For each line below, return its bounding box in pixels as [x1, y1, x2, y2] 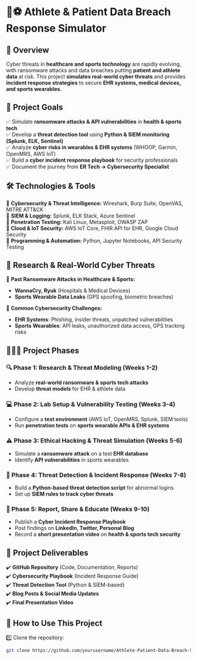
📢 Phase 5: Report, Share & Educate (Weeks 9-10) [6, 505, 150, 513]
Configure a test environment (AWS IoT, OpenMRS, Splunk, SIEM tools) [14, 416, 188, 423]
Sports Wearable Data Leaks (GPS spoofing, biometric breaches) [14, 293, 174, 300]
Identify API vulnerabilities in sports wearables [14, 456, 129, 463]
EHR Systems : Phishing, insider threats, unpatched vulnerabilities [14, 316, 174, 323]
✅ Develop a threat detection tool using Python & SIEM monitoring [6, 131, 170, 138]
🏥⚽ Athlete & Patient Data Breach [6, 5, 171, 19]
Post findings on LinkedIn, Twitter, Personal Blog [14, 525, 134, 532]
